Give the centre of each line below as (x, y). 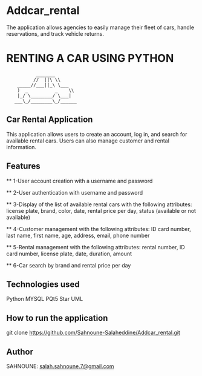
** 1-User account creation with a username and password (80, 181)
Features (23, 166)
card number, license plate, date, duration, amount (69, 253)
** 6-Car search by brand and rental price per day (69, 265)
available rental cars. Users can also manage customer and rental (88, 141)
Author (20, 351)
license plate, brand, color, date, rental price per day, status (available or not (101, 210)
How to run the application (57, 318)
